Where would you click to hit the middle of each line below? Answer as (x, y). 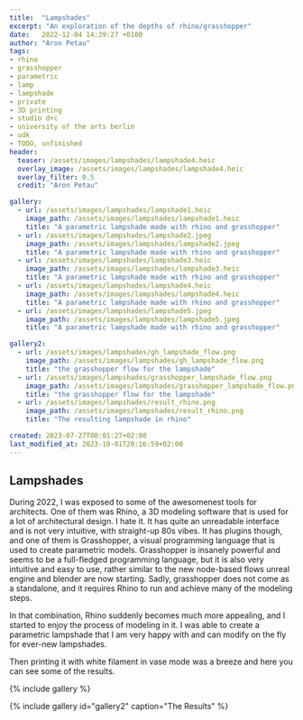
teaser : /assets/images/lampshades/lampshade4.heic (117, 160)
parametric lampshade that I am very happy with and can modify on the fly (148, 635)
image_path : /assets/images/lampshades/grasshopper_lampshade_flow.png (163, 386)
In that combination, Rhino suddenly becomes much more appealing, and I (147, 615)
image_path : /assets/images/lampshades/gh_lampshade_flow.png (145, 361)
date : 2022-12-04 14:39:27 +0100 (76, 34)
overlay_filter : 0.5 (56, 177)
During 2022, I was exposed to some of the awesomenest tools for (133, 503)
